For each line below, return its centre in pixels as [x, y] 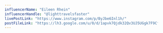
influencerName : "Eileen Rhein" [37, 9]
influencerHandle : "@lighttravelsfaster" [47, 14]
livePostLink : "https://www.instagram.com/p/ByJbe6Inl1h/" [66, 18]
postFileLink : [19, 23]
